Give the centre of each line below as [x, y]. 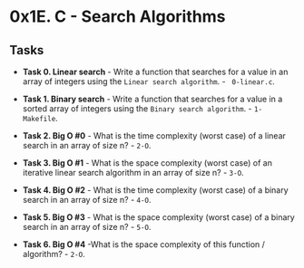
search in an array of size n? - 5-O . [87, 227]
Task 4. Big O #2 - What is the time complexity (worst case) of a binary [155, 190]
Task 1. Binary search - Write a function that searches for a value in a [152, 99]
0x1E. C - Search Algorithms [118, 17]
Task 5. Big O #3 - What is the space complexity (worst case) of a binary [158, 217]
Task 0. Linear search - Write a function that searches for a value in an [155, 72]
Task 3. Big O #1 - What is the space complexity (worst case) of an [147, 163]
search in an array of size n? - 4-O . [87, 200]
